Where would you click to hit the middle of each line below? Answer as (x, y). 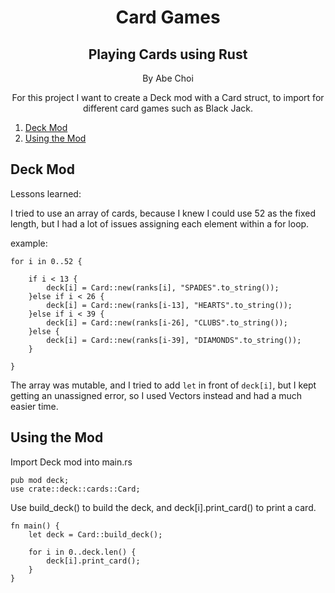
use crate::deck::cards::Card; (75, 489)
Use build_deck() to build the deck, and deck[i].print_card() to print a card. (163, 507)
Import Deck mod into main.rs (71, 462)
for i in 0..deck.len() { (82, 552)
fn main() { (35, 526)
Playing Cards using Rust (168, 54)
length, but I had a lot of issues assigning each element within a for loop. (160, 223)
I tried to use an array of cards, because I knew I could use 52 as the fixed (163, 213)
